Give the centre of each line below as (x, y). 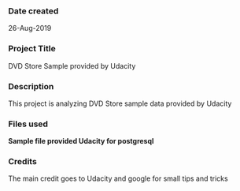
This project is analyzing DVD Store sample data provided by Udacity (120, 103)
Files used (28, 124)
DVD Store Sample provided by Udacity (72, 66)
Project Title (32, 49)
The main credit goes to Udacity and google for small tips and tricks (118, 178)
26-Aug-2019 (30, 28)
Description (31, 86)
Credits (22, 162)
